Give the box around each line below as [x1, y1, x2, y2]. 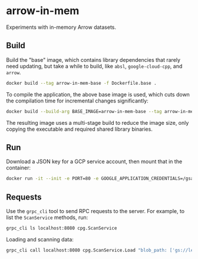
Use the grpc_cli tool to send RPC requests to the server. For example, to [6, 208, 185, 214]
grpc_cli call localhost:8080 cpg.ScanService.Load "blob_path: [6, 247, 167, 253]
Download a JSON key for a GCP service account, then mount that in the [6, 158, 183, 165]
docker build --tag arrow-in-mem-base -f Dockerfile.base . [6, 80, 157, 86]
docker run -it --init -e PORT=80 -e [6, 175, 99, 182]
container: [6, 164, 31, 171]
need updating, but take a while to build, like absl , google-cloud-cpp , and [6, 62, 183, 69]
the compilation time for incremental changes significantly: [6, 97, 148, 104]
